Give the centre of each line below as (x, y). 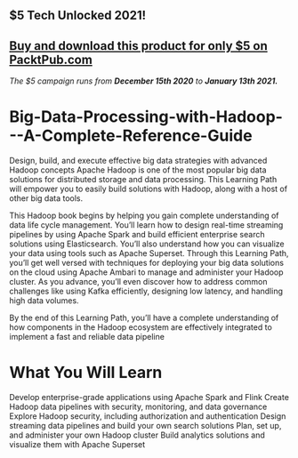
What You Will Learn (86, 373)
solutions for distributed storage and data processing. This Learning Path (143, 180)
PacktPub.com (51, 59)
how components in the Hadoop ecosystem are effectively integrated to (141, 327)
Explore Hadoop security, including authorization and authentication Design (148, 416)
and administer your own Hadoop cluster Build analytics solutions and (137, 435)
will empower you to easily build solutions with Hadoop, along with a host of (148, 189)
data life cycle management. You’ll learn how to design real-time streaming (146, 225)
